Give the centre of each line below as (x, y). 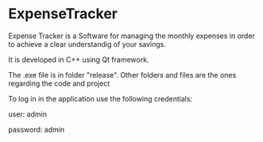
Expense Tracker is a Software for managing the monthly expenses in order (132, 36)
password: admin (37, 129)
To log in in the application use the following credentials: (101, 98)
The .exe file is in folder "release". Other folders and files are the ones (122, 75)
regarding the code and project (59, 83)
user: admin (28, 114)
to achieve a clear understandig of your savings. (87, 44)
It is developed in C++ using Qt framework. (79, 59)
